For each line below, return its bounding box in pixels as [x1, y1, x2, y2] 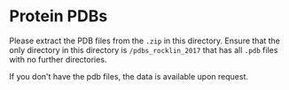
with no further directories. [9, 54, 107, 64]
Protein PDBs [9, 6, 108, 26]
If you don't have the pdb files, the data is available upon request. [9, 71, 249, 81]
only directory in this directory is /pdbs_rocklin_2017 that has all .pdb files [9, 44, 278, 55]
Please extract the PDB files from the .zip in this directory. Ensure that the [9, 35, 281, 46]
